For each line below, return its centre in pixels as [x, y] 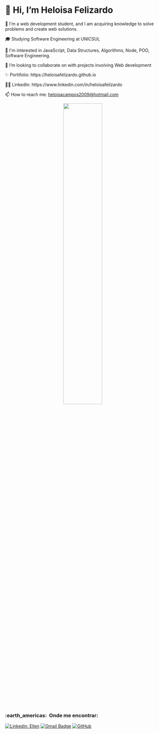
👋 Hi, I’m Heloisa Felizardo [59, 10]
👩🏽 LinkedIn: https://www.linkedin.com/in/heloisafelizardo [64, 84]
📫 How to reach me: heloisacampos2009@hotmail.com [62, 94]
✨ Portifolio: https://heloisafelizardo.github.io [51, 75]
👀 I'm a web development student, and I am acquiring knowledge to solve [79, 24]
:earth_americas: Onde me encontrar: [52, 715]
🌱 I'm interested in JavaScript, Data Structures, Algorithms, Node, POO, [77, 50]
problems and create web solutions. [41, 29]
